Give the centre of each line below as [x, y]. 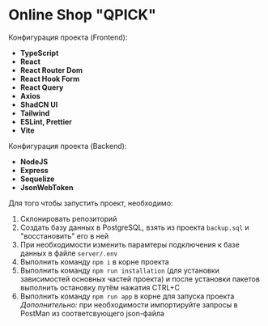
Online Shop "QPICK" [82, 15]
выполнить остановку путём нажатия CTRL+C [100, 287]
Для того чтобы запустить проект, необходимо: [91, 203]
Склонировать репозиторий [68, 218]
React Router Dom [51, 70]
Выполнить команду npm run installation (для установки [120, 270]
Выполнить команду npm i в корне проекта [95, 261]
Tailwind [35, 113]
